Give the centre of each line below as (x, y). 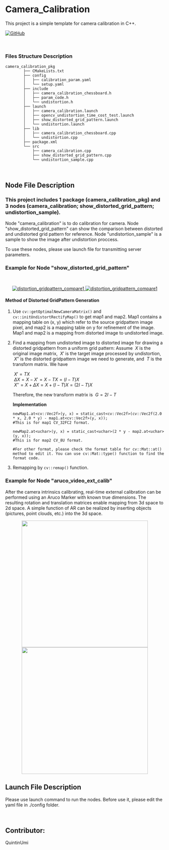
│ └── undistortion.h (48, 102)
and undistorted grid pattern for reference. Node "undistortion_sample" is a (83, 234)
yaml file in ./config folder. (32, 805)
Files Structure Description (39, 56)
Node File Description (40, 185)
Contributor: (25, 830)
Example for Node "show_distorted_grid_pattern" (67, 268)
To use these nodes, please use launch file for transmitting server (73, 249)
